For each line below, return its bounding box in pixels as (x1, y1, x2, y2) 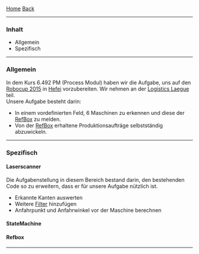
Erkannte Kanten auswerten (14, 194, 83, 201)
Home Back (6, 5, 34, 12)
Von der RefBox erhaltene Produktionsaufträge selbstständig (14, 121, 163, 129)
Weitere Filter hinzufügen (14, 200, 77, 207)
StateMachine (6, 220, 41, 227)
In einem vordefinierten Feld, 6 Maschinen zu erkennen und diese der (14, 109, 185, 116)
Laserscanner (6, 163, 41, 171)
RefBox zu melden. (14, 115, 61, 123)
